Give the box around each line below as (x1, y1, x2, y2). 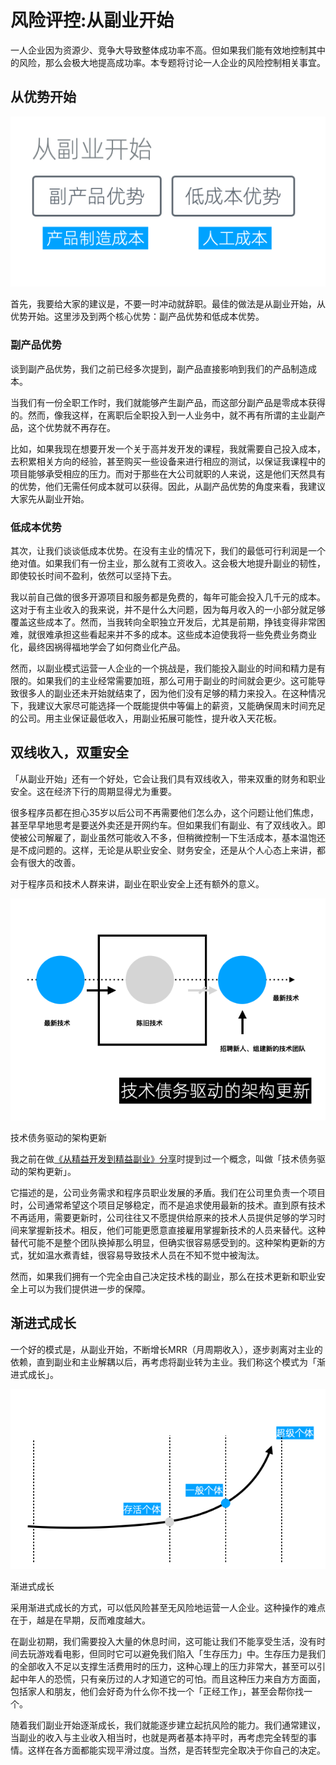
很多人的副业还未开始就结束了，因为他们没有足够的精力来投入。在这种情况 (18, 687, 326, 699)
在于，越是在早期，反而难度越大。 (10, 1614, 151, 1626)
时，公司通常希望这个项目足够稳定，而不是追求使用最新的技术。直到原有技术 (10, 1199, 326, 1211)
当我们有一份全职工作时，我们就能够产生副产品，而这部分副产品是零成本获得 (10, 396, 326, 408)
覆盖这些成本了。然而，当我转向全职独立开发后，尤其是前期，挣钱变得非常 (10, 616, 317, 628)
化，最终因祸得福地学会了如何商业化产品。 (10, 641, 186, 653)
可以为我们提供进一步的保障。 (27, 1282, 151, 1295)
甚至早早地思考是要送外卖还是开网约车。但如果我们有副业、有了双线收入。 (10, 819, 317, 831)
